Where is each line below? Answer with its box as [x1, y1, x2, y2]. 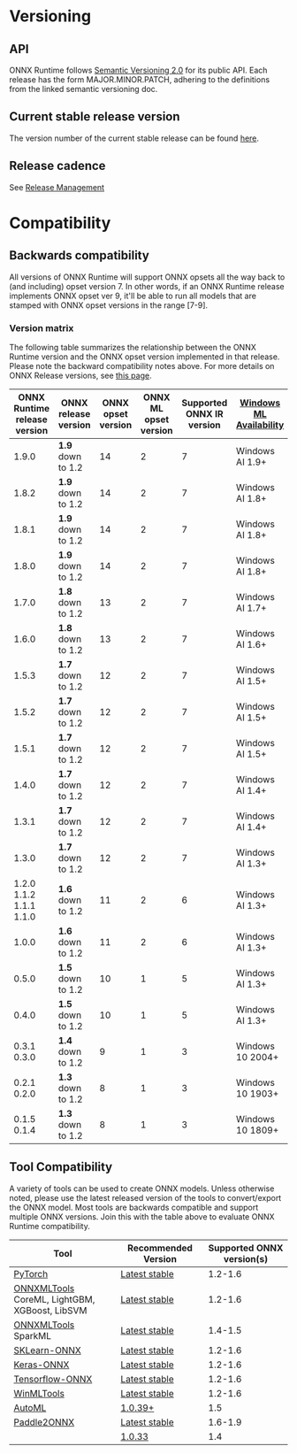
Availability [235, 419, 285, 431]
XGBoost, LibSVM [13, 1304, 88, 1316]
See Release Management [9, 181, 104, 192]
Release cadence [9, 158, 106, 173]
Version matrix [9, 321, 74, 334]
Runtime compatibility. [9, 1220, 90, 1231]
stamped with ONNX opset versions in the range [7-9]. [9, 299, 209, 311]
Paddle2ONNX [13, 1416, 75, 1428]
